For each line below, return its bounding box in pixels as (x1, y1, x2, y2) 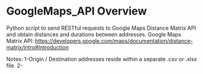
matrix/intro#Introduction (6, 44, 69, 51)
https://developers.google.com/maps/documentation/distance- (35, 37, 193, 44)
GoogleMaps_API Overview (6, 4, 147, 18)
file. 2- (6, 62, 23, 69)
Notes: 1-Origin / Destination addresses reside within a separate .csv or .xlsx (6, 55, 198, 62)
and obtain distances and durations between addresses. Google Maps (6, 30, 182, 38)
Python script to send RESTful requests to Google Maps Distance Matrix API (6, 24, 196, 32)
